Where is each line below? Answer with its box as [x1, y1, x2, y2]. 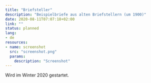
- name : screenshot [5, 44, 46, 49]
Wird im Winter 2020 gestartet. [5, 72, 69, 78]
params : [9, 53, 26, 59]
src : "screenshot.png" [9, 49, 57, 54]
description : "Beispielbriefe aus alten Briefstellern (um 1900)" [5, 12, 146, 17]
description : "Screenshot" [14, 58, 70, 63]
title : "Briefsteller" [5, 7, 52, 12]
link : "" [5, 21, 23, 26]
